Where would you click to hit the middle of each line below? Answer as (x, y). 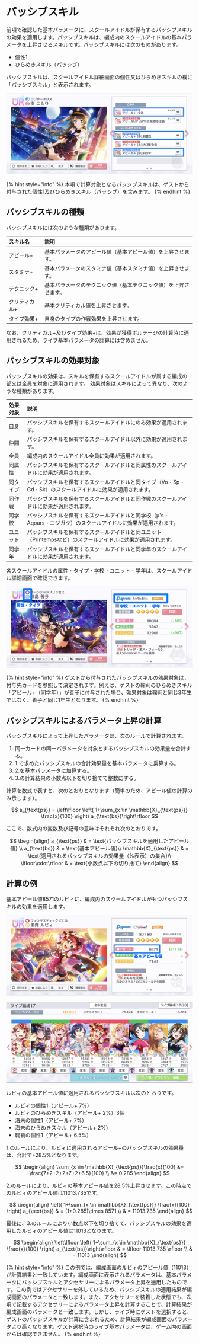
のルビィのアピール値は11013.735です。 (54, 1192)
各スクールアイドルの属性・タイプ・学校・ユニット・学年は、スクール (92, 571)
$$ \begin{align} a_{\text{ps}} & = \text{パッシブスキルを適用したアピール (99, 841)
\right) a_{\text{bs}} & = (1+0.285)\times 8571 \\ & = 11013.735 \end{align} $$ (99, 1211)
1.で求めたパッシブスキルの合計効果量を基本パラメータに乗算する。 (97, 763)
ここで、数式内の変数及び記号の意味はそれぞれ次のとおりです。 (84, 828)
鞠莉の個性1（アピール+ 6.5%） (53, 1135)
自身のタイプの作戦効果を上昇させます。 (94, 318)
